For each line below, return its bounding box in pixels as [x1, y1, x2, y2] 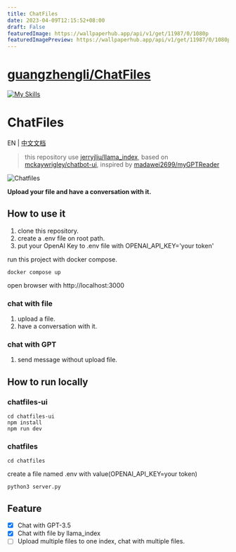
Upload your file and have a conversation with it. [7, 188, 152, 195]
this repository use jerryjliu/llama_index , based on [24, 153, 169, 161]
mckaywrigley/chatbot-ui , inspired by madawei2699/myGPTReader [24, 160, 220, 169]
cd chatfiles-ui [7, 413, 55, 421]
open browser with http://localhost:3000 [7, 281, 125, 289]
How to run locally [7, 376, 88, 387]
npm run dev [7, 425, 42, 432]
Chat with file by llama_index [17, 529, 100, 538]
